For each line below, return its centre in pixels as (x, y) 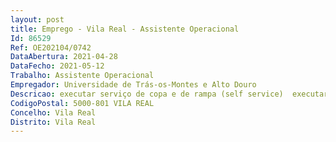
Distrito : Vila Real (53, 122)
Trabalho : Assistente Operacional (82, 76)
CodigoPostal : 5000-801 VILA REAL (82, 103)
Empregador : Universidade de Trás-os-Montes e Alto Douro (133, 85)
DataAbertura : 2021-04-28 (64, 57)
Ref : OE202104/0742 (51, 47)
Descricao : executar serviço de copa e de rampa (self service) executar (169, 94)
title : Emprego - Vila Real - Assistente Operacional (125, 29)
